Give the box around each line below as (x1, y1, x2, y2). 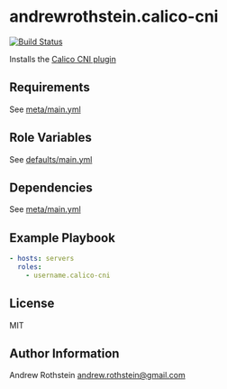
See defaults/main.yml (9, 153, 93, 164)
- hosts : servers (9, 255, 75, 264)
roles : (17, 263, 42, 272)
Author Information (9, 346, 120, 362)
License (9, 296, 55, 311)
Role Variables (9, 130, 92, 145)
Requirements (9, 79, 90, 96)
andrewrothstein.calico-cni (9, 6, 219, 27)
